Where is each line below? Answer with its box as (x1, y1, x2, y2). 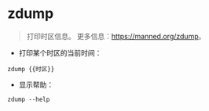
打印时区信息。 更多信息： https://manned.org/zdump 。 (26, 31, 206, 41)
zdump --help (7, 95, 50, 103)
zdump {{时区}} (7, 65, 55, 73)
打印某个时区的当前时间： (18, 48, 102, 57)
